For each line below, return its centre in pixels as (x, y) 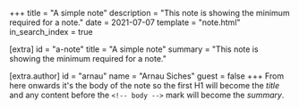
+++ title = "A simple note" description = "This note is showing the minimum (149, 13)
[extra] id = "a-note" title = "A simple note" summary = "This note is (134, 49)
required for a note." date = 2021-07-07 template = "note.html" (125, 22)
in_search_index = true (51, 32)
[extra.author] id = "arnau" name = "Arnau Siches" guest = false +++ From (147, 76)
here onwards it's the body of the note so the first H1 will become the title (145, 85)
